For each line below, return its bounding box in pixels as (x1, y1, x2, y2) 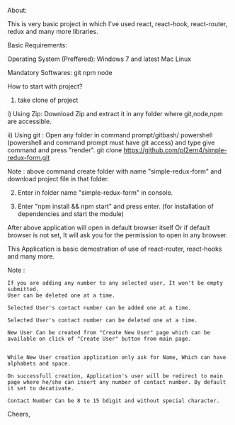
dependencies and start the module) (17, 210, 124, 218)
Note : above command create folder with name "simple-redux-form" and (7, 167, 222, 176)
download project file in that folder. (7, 175, 110, 183)
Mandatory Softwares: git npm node (7, 69, 113, 76)
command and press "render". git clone (7, 146, 122, 154)
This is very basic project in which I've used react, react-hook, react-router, (7, 20, 228, 28)
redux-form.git (7, 154, 50, 161)
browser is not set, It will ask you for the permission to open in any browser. (7, 231, 228, 239)
